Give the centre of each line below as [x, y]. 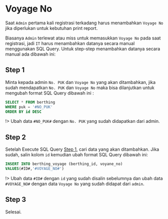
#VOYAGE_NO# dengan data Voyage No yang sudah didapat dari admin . [75, 184]
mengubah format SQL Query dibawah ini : [50, 93]
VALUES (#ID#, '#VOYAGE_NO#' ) [35, 169]
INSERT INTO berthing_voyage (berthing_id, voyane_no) [64, 164]
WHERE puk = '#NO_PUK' [29, 107]
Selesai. [13, 212]
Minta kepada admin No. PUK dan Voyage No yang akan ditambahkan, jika [80, 82]
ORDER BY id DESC [23, 112]
